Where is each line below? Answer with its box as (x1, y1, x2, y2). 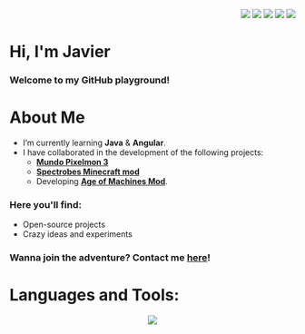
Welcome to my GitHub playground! (9, 74, 171, 86)
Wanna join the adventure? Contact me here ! (9, 251, 212, 264)
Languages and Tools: (9, 285, 180, 306)
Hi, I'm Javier (9, 42, 111, 63)
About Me (9, 107, 85, 128)
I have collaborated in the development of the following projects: (22, 147, 264, 158)
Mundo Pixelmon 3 (35, 157, 109, 168)
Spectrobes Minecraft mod (35, 166, 140, 177)
